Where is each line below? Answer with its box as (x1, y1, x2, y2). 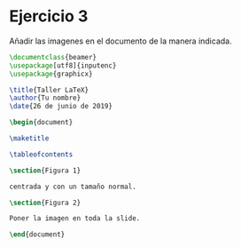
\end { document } (9, 230, 66, 239)
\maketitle (9, 134, 50, 143)
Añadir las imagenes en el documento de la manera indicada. (9, 36, 232, 46)
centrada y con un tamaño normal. (9, 182, 137, 191)
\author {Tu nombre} (9, 93, 82, 103)
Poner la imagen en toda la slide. (9, 214, 141, 223)
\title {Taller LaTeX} (9, 85, 89, 94)
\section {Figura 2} (9, 198, 82, 207)
